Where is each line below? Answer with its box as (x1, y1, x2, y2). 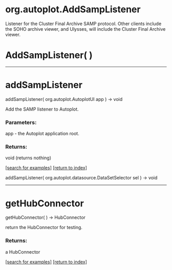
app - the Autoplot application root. (5, 131, 79, 137)
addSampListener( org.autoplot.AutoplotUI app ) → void (5, 96, 123, 102)
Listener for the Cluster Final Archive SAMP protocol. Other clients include (5, 20, 162, 27)
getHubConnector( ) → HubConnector (5, 214, 86, 221)
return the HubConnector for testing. (5, 224, 83, 231)
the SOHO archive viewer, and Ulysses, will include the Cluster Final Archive (5, 26, 166, 32)
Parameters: (5, 119, 37, 126)
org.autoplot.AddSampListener (5, 4, 141, 15)
